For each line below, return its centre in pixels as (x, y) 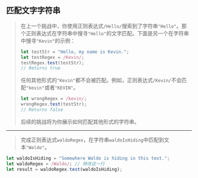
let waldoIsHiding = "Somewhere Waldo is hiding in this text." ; (88, 158)
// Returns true (40, 68)
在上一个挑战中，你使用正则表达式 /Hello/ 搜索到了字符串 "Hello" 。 (101, 26)
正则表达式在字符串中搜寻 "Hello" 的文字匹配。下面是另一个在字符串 (107, 33)
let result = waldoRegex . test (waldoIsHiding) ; (64, 169)
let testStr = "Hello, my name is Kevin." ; (75, 52)
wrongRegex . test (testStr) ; (54, 104)
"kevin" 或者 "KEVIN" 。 (52, 88)
